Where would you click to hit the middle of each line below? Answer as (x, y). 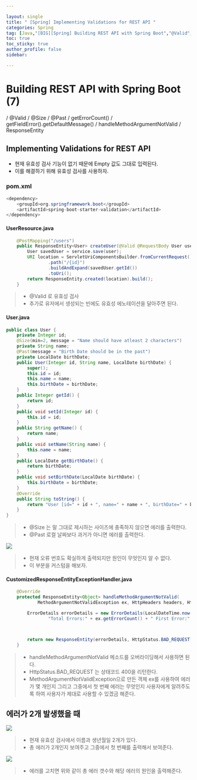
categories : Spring (30, 28)
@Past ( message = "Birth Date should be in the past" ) (84, 352)
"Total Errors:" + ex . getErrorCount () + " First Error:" (119, 619)
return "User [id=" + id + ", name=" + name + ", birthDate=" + (107, 504)
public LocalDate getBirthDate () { (60, 461)
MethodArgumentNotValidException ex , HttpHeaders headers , (111, 603)
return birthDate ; (50, 466)
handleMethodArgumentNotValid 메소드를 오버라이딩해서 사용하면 (106, 657)
